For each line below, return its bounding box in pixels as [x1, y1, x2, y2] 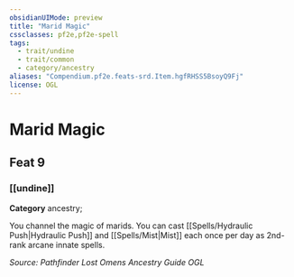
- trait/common [17, 55, 75, 64]
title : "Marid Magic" [9, 22, 91, 31]
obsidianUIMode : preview [9, 13, 103, 23]
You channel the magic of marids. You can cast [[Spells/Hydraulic [9, 220, 253, 231]
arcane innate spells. [28, 239, 106, 250]
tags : [9, 38, 30, 48]
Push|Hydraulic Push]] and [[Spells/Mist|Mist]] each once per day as [9, 229, 265, 240]
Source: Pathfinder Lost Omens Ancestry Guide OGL [9, 256, 205, 267]
